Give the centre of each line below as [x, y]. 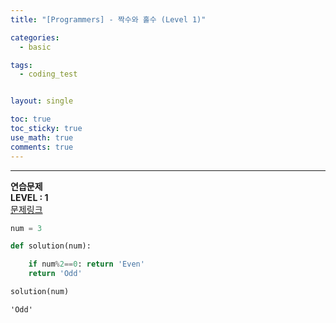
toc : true [31, 119]
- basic [35, 47]
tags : [21, 65]
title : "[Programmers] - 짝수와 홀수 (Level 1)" [108, 19]
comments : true [42, 147]
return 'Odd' [55, 274]
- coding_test [48, 74]
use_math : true [42, 137]
